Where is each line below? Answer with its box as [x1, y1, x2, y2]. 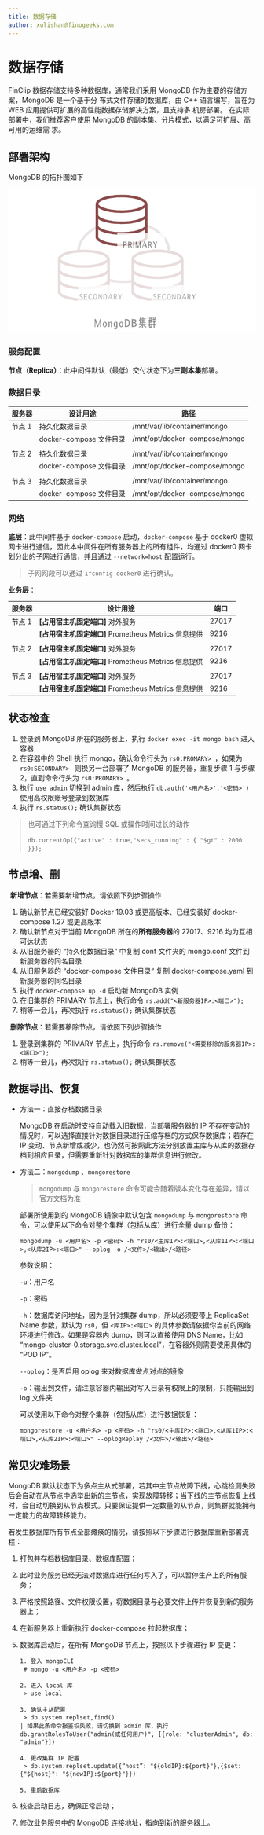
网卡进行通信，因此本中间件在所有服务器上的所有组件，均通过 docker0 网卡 [8, 541, 253, 551]
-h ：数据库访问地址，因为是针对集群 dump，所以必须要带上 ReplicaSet [19, 1311, 249, 1320]
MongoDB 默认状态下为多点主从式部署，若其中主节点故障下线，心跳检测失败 [8, 1481, 256, 1491]
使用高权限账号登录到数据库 [19, 792, 110, 802]
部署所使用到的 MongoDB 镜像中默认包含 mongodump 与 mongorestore [19, 1210, 240, 1220]
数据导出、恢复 [8, 1081, 81, 1095]
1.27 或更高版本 [51, 916, 102, 927]
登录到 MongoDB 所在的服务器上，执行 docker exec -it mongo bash [19, 733, 240, 743]
